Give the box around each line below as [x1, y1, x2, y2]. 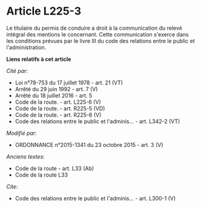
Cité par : [6, 67, 28, 74]
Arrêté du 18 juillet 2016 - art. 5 [15, 92, 93, 99]
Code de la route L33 [15, 171, 68, 178]
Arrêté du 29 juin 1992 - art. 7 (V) [15, 85, 98, 92]
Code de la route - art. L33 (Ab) [15, 165, 94, 172]
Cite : [6, 183, 18, 190]
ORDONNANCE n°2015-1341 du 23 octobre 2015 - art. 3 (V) [15, 141, 163, 148]
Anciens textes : [6, 153, 45, 160]
